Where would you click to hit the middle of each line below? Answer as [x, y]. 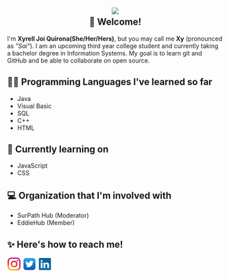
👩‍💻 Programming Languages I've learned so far [110, 82]
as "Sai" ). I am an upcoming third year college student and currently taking [113, 46]
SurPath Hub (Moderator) [53, 216]
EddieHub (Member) [46, 223]
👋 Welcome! [115, 22]
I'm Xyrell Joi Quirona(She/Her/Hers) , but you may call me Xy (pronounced [115, 38]
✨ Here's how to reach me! [65, 244]
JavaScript [32, 166]
